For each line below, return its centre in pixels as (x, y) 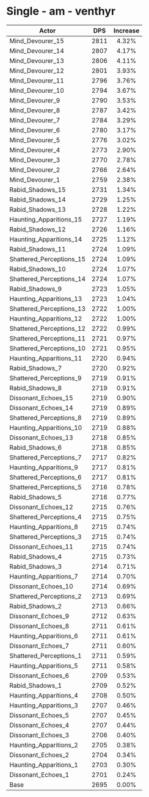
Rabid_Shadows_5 (36, 497)
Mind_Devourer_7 (35, 120)
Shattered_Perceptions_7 (45, 457)
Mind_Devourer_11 (37, 81)
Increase (126, 31)
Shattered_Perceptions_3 (45, 536)
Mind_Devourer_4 (35, 150)
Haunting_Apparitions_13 (46, 298)
